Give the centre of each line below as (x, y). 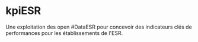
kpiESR (23, 11)
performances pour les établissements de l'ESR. (64, 33)
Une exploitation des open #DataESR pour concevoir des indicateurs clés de (99, 27)
